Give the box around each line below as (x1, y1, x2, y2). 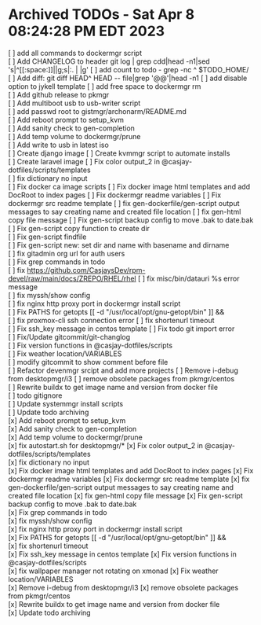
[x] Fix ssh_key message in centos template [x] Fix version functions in (8, 549, 237, 559)
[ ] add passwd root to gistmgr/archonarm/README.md (8, 106, 187, 116)
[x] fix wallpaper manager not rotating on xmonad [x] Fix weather (8, 566, 219, 575)
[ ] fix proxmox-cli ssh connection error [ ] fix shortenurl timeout (8, 315, 215, 325)
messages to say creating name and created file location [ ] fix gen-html (8, 207, 241, 216)
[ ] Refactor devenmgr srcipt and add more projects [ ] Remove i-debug (8, 366, 239, 375)
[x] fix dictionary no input (8, 458, 90, 467)
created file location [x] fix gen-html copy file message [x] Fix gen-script (8, 491, 243, 500)
